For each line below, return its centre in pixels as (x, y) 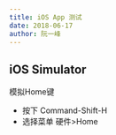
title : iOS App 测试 (46, 17)
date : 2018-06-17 (41, 26)
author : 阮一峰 (35, 34)
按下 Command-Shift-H (65, 110)
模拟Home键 (32, 92)
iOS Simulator (48, 69)
